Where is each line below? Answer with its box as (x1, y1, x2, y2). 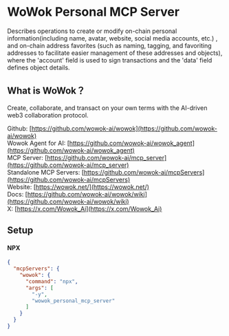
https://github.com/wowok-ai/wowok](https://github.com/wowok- (31, 124, 218, 133)
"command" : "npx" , (25, 278, 78, 285)
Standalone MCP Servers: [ (7, 168, 85, 176)
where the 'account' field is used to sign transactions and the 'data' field (7, 56, 212, 64)
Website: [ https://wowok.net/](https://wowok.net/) (7, 183, 150, 191)
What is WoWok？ (7, 85, 86, 97)
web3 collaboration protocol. (7, 111, 89, 119)
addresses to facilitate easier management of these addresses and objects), (7, 49, 223, 57)
